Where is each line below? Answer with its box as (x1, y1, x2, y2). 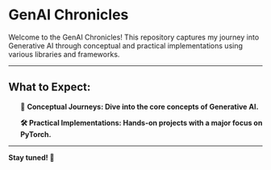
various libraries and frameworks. (8, 49, 120, 59)
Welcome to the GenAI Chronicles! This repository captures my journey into (8, 32, 260, 42)
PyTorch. (19, 129, 52, 139)
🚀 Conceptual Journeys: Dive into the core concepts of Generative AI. (19, 102, 259, 111)
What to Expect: (8, 81, 91, 94)
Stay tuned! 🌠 (8, 152, 55, 162)
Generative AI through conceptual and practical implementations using (8, 40, 244, 50)
